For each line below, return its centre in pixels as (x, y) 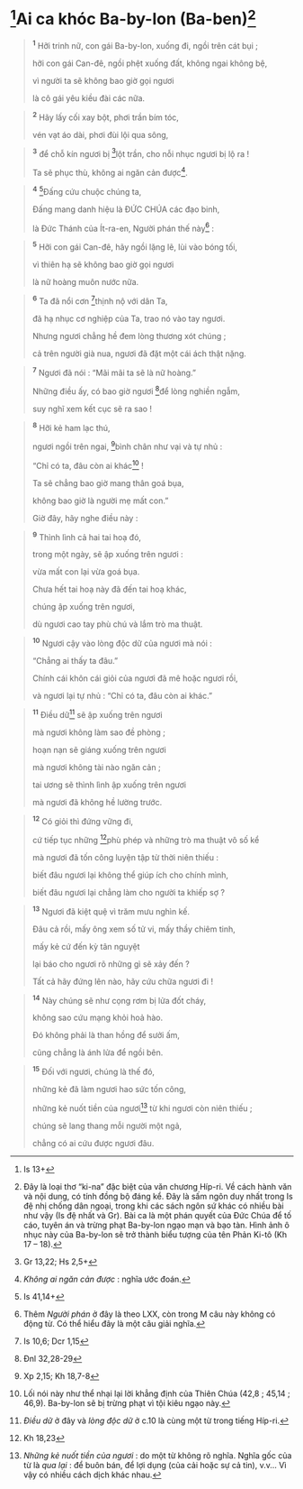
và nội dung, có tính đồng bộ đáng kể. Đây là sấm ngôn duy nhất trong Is (158, 1196)
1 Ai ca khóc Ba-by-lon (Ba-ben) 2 (133, 18)
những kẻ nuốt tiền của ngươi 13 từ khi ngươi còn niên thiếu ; (142, 1108)
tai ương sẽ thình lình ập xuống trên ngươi (109, 785)
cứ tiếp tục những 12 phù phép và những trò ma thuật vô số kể (146, 840)
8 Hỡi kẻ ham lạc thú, (71, 427)
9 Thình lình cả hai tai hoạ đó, (87, 536)
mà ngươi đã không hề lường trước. (97, 802)
